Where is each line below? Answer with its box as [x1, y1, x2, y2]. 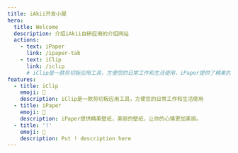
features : [7, 75, 37, 83]
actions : [13, 37, 40, 44]
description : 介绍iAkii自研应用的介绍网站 [13, 30, 129, 37]
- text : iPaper [20, 43, 65, 50]
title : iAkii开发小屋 [7, 10, 67, 18]
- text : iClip [20, 56, 62, 63]
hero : [7, 17, 23, 24]
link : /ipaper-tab [25, 50, 81, 57]
